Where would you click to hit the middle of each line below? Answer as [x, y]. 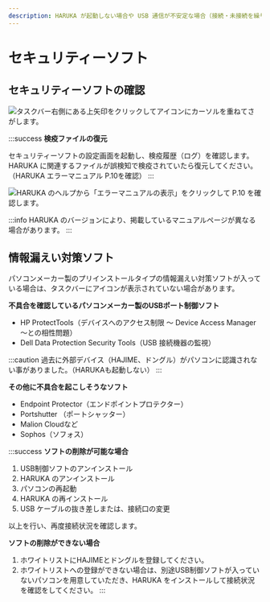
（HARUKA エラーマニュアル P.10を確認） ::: [81, 175]
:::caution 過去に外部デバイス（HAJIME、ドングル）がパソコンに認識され [129, 360]
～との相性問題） [48, 333]
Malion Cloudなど [49, 424]
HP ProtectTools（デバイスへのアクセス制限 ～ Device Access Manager [138, 323]
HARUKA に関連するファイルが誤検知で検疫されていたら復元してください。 [133, 165]
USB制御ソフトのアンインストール [76, 468]
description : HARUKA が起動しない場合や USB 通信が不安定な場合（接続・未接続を [131, 16]
